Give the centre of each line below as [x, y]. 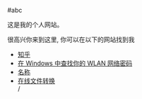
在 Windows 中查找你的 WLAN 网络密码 [75, 63]
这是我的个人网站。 [35, 25]
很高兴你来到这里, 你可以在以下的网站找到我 [71, 39]
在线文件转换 [36, 81]
